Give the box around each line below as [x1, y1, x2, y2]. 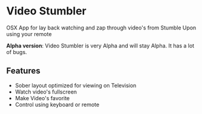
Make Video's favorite [15, 94, 70, 101]
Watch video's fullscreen [15, 88, 77, 95]
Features [6, 66, 41, 76]
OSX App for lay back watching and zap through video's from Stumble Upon [6, 24, 197, 31]
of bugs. [6, 48, 27, 55]
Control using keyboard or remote [15, 101, 100, 108]
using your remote [6, 30, 52, 37]
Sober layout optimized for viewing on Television [15, 82, 137, 89]
